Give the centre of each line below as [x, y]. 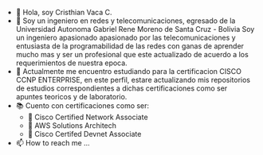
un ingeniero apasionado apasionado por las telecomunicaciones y [126, 37]
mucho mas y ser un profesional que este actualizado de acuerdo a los [132, 54]
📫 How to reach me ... [53, 143]
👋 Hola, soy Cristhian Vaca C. [64, 12]
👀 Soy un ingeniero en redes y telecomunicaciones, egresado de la [126, 21]
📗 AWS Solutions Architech [72, 126]
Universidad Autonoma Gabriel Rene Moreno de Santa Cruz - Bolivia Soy [135, 29]
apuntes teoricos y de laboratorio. [71, 97]
